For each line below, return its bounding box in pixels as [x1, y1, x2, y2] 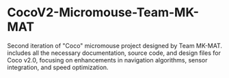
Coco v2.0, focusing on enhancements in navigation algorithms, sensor [7, 56, 208, 64]
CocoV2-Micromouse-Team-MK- [7, 5, 200, 20]
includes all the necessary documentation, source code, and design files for [7, 49, 221, 57]
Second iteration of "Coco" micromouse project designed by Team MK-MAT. [7, 41, 223, 50]
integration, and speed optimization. [7, 63, 109, 71]
